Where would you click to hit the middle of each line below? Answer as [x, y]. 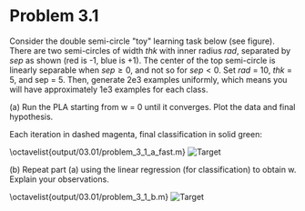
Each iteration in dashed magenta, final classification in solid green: [136, 134]
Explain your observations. [59, 179]
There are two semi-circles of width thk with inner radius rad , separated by [150, 50]
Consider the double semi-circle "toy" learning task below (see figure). [142, 41]
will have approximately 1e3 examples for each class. [109, 89]
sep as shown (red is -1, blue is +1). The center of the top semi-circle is [142, 60]
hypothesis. [31, 116]
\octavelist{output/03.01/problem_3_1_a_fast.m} [98, 152]
